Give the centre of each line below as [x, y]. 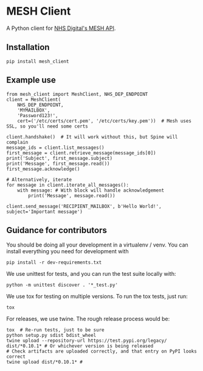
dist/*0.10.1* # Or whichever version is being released [80, 346]
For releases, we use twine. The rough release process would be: [88, 319]
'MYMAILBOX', [34, 110]
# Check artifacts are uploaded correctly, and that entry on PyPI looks [102, 351]
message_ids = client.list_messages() [55, 148]
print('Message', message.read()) [72, 196]
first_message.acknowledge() [43, 169]
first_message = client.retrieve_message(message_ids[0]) [81, 153]
